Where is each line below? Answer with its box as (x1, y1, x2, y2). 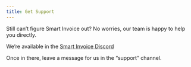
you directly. (6, 31, 37, 39)
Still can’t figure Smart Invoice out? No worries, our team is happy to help (6, 25, 186, 32)
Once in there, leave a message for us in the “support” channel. (6, 54, 162, 61)
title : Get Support (6, 8, 55, 15)
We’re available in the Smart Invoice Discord (6, 43, 114, 50)
